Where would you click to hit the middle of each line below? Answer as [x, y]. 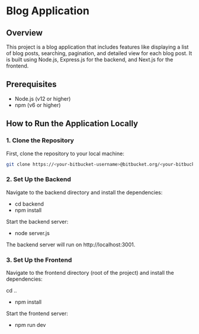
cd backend [29, 204]
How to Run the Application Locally [72, 123]
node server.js [32, 233]
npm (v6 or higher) [38, 105]
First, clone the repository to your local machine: [65, 153]
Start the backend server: [37, 221]
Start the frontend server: [37, 313]
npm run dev [30, 325]
